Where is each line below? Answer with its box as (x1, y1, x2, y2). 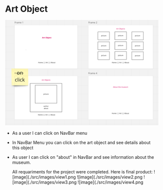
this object (12, 145, 34, 151)
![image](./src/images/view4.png (77, 179, 144, 185)
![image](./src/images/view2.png (77, 174, 143, 180)
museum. (12, 160, 31, 166)
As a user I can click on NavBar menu (12, 130, 88, 136)
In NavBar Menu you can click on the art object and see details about (12, 140, 151, 146)
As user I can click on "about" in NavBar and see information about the (12, 154, 154, 160)
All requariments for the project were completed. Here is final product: (12, 169, 153, 175)
